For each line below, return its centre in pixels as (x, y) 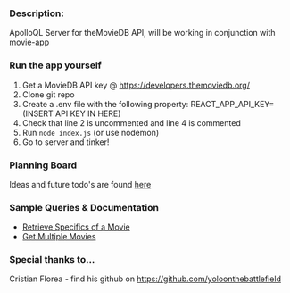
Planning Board (43, 165)
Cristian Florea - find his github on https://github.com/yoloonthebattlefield (145, 279)
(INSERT (37, 113)
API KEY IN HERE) (88, 113)
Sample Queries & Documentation (84, 207)
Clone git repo (48, 94)
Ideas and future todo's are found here (80, 184)
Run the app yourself (56, 65)
